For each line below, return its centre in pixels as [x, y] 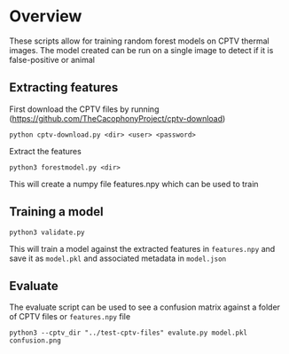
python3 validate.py [47, 232]
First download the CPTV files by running [84, 109]
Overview [46, 16]
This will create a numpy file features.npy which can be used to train [134, 184]
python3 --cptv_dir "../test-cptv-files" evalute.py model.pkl [129, 333]
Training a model [56, 212]
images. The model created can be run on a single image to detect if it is [141, 50]
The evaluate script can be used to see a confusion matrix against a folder [145, 307]
